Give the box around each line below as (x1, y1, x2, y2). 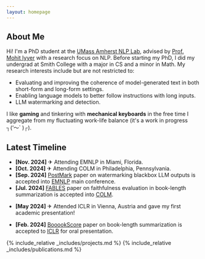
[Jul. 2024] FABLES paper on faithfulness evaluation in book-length (15, 184, 187, 192)
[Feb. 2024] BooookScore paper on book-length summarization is (15, 221, 182, 228)
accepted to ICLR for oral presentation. (15, 227, 114, 235)
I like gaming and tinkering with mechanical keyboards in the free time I (6, 111, 189, 118)
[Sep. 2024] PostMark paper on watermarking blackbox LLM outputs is (15, 172, 196, 179)
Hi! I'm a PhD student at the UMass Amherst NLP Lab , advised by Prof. (6, 48, 184, 55)
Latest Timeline (6, 142, 67, 153)
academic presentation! (15, 209, 75, 217)
